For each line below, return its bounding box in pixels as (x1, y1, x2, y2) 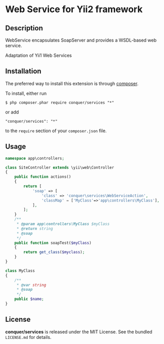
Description (5, 24, 43, 32)
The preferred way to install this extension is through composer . (5, 80, 139, 87)
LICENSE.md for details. (5, 334, 52, 340)
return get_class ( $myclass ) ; (23, 250, 85, 255)
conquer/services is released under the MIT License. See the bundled (5, 328, 153, 335)
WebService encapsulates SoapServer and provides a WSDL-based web (5, 37, 157, 43)
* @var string (16, 282, 47, 287)
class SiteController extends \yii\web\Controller (5, 165, 114, 170)
